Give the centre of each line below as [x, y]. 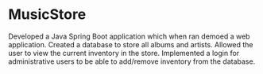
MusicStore [47, 15]
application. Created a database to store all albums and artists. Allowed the [131, 44]
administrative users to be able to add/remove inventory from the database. [132, 61]
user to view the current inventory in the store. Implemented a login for [124, 53]
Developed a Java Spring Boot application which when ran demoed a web [129, 36]
